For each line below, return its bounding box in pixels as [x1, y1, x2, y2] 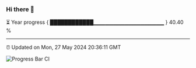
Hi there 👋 [6, 5, 35, 13]
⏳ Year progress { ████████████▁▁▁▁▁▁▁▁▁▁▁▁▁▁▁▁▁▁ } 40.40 [6, 19, 184, 26]
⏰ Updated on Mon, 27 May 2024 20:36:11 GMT [6, 44, 121, 51]
